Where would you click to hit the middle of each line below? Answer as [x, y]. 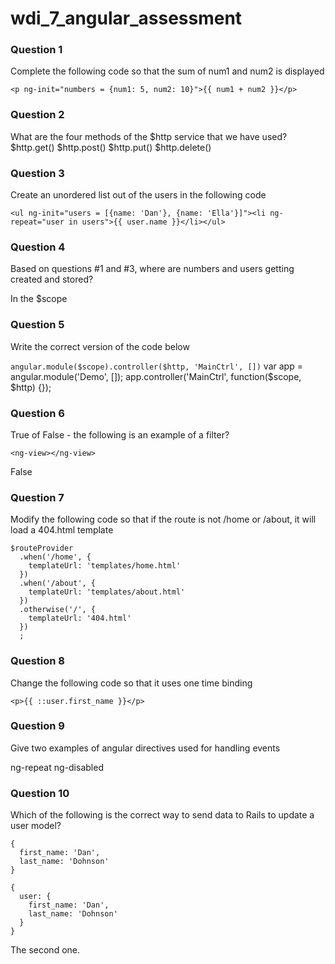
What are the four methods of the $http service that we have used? [149, 136]
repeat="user [37, 222]
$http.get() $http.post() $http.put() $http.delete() [111, 147]
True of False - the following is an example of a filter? [120, 434]
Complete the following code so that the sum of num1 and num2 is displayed [167, 71]
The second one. [45, 950]
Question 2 [37, 115]
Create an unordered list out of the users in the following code [138, 195]
